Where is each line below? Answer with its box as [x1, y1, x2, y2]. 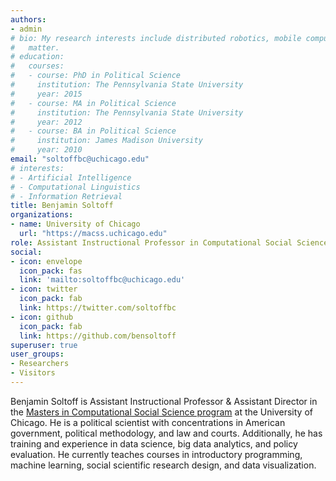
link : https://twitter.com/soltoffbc [19, 303, 177, 313]
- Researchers [10, 359, 70, 369]
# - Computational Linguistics [10, 182, 141, 192]
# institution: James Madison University [10, 136, 203, 146]
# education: [10, 52, 65, 62]
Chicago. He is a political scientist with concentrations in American [10, 416, 286, 428]
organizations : [10, 210, 74, 220]
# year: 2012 [10, 117, 83, 127]
